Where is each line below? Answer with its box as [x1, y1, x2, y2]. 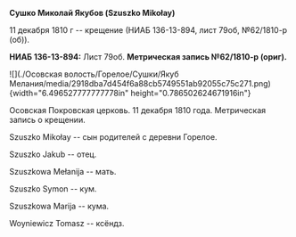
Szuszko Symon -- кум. [9, 184, 97, 194]
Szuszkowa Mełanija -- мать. [9, 167, 117, 176]
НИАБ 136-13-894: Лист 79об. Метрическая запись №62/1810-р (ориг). [9, 52, 288, 61]
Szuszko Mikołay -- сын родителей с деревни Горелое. [9, 132, 218, 142]
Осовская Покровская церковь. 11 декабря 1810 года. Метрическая [9, 105, 267, 115]
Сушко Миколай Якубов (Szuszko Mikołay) [9, 8, 176, 18]
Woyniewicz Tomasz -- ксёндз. [9, 218, 125, 228]
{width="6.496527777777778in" [9, 88, 129, 98]
